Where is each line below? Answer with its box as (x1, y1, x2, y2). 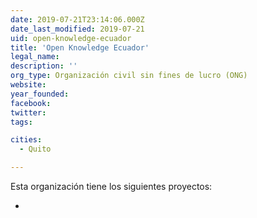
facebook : (10, 98, 52, 108)
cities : (10, 135, 43, 145)
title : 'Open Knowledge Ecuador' (10, 42, 150, 53)
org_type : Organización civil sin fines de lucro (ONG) (10, 71, 248, 81)
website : (10, 80, 47, 90)
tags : (10, 117, 33, 127)
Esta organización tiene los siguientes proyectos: (10, 181, 213, 192)
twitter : (10, 107, 47, 118)
